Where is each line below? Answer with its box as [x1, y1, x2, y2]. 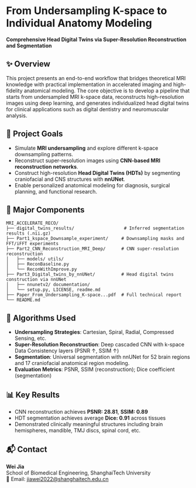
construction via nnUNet [6, 277, 67, 283]
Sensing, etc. [14, 335, 47, 342]
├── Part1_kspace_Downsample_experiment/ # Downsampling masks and [6, 236, 184, 242]
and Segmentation [6, 42, 52, 49]
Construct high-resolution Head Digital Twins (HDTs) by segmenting [14, 169, 180, 176]
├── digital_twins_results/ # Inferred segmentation [6, 225, 184, 232]
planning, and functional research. [14, 188, 98, 195]
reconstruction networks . [14, 163, 78, 170]
